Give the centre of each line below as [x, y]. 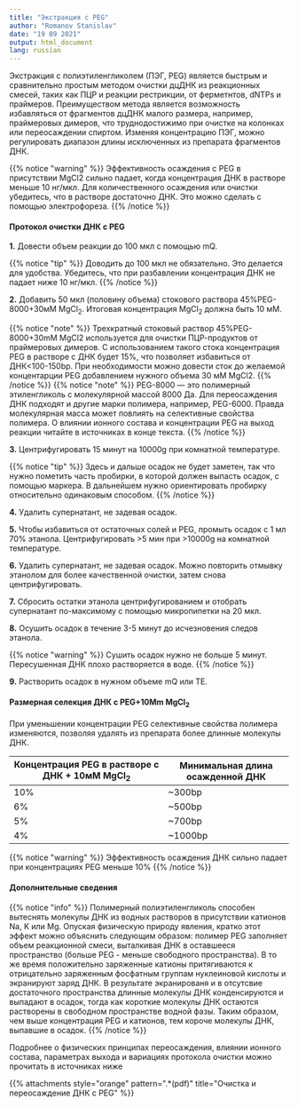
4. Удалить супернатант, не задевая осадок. [93, 513]
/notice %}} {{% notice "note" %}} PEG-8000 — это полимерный [130, 385]
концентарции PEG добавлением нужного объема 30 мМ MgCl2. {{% [141, 376]
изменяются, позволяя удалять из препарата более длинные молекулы [145, 733]
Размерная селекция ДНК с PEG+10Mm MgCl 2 [100, 703]
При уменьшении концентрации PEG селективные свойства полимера [143, 724]
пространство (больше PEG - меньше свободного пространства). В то [143, 954]
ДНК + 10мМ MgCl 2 [86, 776]
